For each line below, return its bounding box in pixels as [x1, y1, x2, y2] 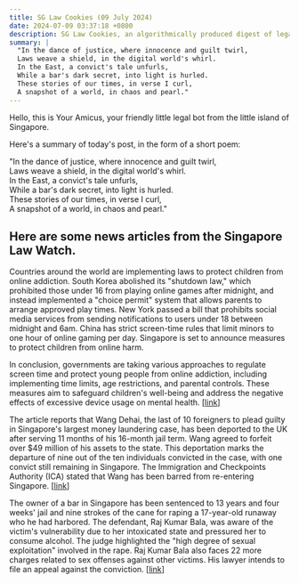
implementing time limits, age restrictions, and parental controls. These [9, 378, 270, 389]
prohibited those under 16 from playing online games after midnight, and [9, 286, 274, 296]
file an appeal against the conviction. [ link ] [9, 564, 165, 575]
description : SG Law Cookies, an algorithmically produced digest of [9, 29, 273, 38]
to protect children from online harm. [9, 342, 144, 352]
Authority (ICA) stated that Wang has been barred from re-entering [9, 471, 255, 482]
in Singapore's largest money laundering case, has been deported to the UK [9, 424, 287, 434]
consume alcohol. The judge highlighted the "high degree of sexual [9, 536, 256, 547]
